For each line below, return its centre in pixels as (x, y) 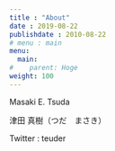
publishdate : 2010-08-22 (57, 34)
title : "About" (40, 18)
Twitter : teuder (38, 138)
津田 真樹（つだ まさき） (57, 120)
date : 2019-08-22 (44, 26)
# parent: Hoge (44, 68)
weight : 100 (31, 76)
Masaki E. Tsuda (40, 102)
